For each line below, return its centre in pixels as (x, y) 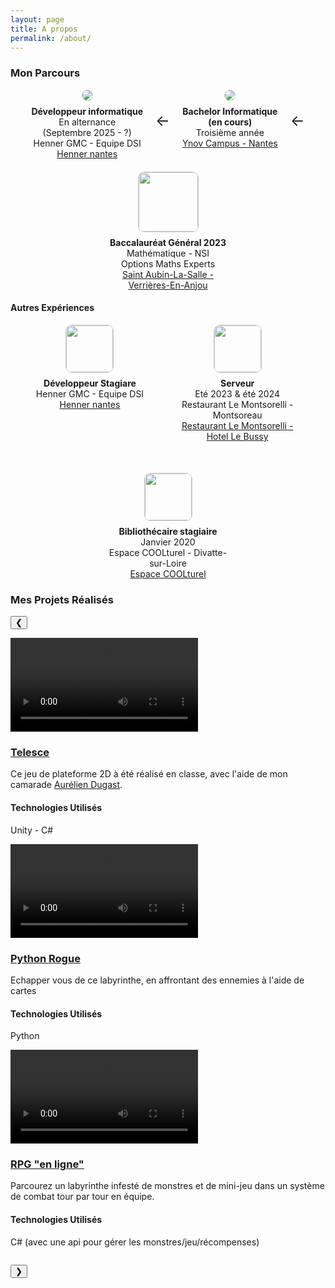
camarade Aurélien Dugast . (66, 785)
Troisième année (230, 132)
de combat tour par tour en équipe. (82, 1197)
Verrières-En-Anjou (168, 285)
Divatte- (210, 552)
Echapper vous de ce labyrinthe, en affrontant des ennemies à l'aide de (157, 980)
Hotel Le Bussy (237, 436)
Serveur (237, 383)
